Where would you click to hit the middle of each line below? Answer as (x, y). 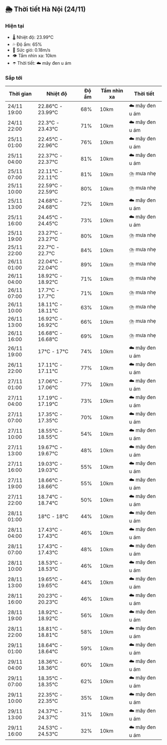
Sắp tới (14, 78)
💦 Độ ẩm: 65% (27, 44)
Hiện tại (15, 26)
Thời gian (21, 94)
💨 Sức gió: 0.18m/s (31, 50)
